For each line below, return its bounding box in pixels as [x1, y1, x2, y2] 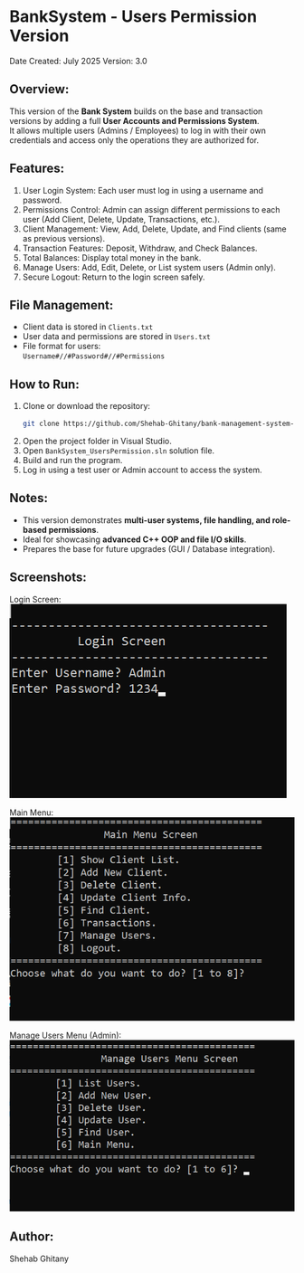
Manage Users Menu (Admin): [9, 1030, 122, 1040]
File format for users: [22, 341, 101, 352]
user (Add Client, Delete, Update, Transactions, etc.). [22, 214, 220, 224]
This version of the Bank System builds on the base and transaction [9, 106, 263, 117]
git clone [22, 419, 61, 429]
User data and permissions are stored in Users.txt [22, 331, 211, 342]
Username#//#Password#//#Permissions [22, 352, 166, 361]
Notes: [9, 490, 48, 506]
